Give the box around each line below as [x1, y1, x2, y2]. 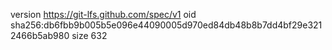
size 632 [71, 30, 108, 41]
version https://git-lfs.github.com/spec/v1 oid [10, 9, 197, 20]
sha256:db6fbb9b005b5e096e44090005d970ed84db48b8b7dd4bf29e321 [10, 19, 323, 31]
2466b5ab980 [10, 30, 70, 41]
